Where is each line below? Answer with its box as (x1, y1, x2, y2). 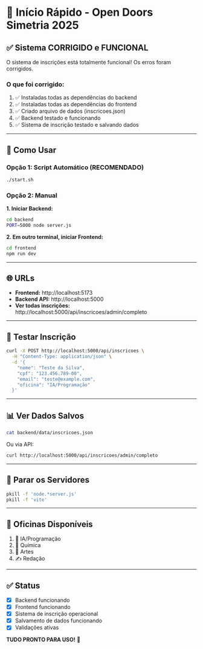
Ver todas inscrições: (14, 302, 71, 309)
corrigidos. (6, 65, 34, 72)
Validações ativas (14, 624, 59, 631)
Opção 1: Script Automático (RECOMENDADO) (6, 163, 144, 172)
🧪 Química (14, 542, 41, 549)
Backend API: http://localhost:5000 (14, 295, 104, 303)
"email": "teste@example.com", (17, 376, 96, 382)
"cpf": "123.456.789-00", (17, 370, 83, 377)
